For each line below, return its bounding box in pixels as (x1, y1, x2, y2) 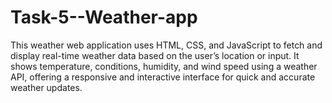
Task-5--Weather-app (10, 6, 198, 29)
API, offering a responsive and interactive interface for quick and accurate (10, 71, 316, 83)
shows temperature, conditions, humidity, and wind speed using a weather (10, 60, 318, 72)
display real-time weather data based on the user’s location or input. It (10, 49, 300, 61)
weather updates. (10, 81, 83, 93)
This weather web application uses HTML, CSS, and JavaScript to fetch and (10, 39, 323, 51)
